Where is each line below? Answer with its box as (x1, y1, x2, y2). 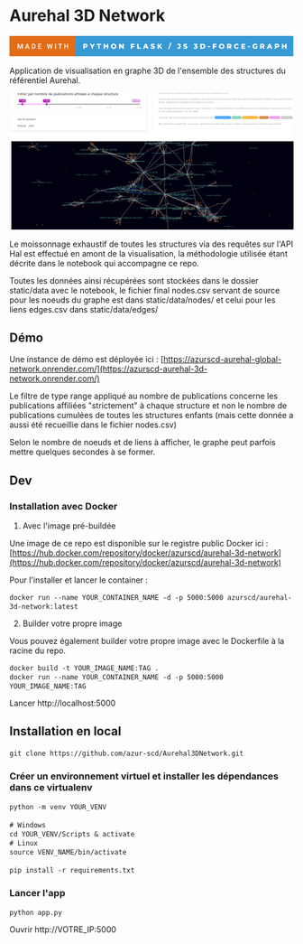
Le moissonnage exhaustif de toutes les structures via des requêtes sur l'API (9, 238, 294, 249)
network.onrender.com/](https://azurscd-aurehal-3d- (9, 363, 208, 375)
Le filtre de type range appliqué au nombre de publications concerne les (9, 390, 278, 402)
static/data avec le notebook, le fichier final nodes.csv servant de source (9, 285, 280, 295)
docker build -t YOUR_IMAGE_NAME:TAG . (9, 664, 160, 673)
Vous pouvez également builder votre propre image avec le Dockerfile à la (9, 636, 285, 647)
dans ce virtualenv (9, 780, 93, 793)
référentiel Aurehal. (9, 74, 81, 86)
